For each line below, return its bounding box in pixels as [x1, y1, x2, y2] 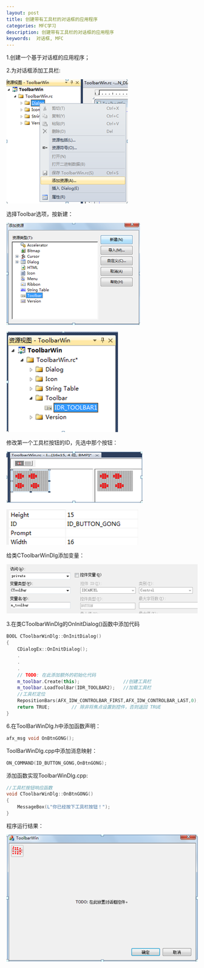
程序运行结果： [6, 822, 44, 829]
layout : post [6, 10, 39, 16]
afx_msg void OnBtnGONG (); [6, 735, 75, 741]
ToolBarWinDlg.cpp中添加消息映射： [6, 747, 98, 754]
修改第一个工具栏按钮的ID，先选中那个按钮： [6, 439, 118, 446]
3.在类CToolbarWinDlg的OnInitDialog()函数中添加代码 [6, 621, 140, 628]
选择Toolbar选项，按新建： [6, 210, 73, 218]
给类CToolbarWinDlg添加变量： [6, 552, 85, 559]
